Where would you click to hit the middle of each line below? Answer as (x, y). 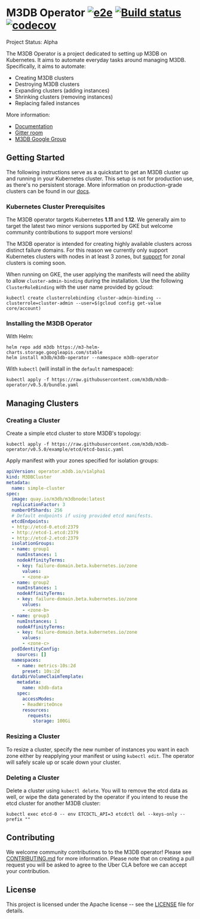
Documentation (34, 126)
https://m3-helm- (79, 347)
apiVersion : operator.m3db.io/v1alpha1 (56, 471)
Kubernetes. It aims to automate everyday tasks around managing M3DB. (96, 60)
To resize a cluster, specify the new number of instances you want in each (98, 750)
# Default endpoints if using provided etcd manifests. (82, 516)
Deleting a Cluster (33, 778)
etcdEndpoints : (30, 521)
